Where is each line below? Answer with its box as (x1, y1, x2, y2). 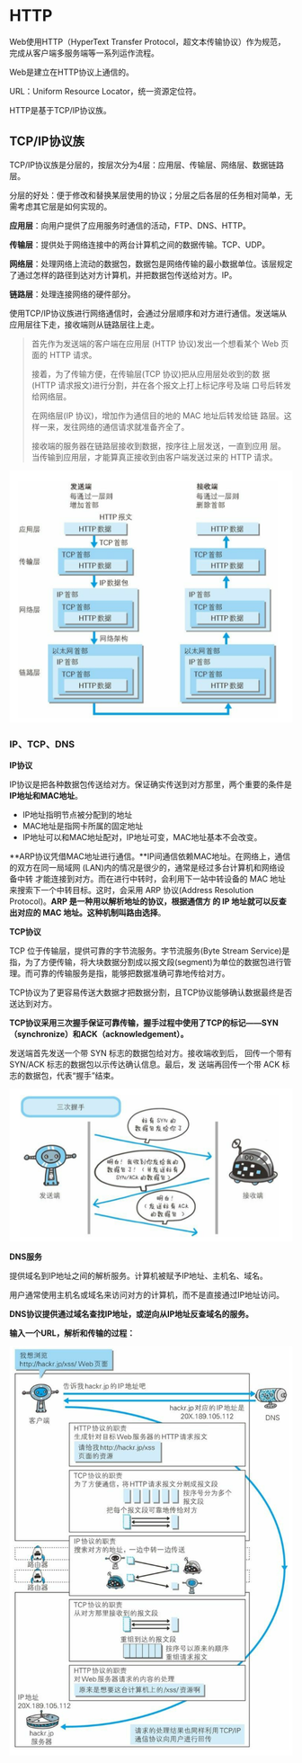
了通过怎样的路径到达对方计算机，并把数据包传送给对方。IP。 (9, 269, 237, 280)
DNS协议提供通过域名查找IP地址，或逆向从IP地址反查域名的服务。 (9, 1308, 253, 1319)
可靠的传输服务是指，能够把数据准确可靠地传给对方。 (32, 968, 230, 979)
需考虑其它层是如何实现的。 (9, 201, 112, 211)
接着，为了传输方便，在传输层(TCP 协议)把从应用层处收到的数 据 (31, 368, 271, 379)
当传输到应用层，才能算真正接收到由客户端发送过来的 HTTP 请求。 (31, 452, 279, 462)
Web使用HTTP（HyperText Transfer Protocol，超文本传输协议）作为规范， (9, 36, 286, 47)
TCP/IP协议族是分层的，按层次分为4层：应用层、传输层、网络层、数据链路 (9, 159, 285, 170)
